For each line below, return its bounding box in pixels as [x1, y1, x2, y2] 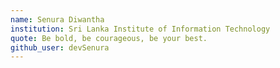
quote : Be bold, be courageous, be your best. [10, 33, 208, 43]
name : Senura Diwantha [10, 14, 105, 25]
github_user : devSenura [10, 42, 110, 53]
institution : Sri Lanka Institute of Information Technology [10, 24, 271, 34]
